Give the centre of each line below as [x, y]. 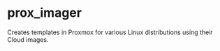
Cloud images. [28, 39]
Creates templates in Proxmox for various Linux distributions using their [110, 32]
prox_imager [45, 13]
